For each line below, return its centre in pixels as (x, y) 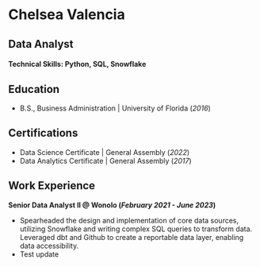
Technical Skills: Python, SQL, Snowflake (77, 64)
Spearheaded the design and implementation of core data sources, (129, 220)
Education (34, 89)
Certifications (43, 133)
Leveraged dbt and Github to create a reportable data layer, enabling (132, 237)
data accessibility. (49, 246)
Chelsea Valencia (67, 15)
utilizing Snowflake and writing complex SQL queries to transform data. (136, 229)
